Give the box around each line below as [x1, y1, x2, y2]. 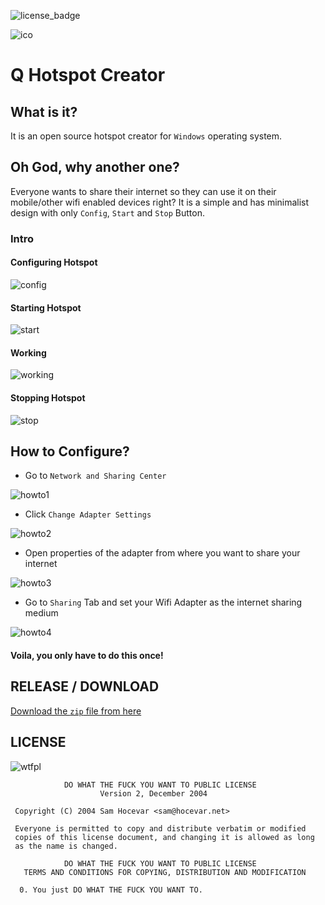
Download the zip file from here [10, 705, 142, 717]
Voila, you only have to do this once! [10, 649, 164, 661]
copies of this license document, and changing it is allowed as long [14, 832, 315, 842]
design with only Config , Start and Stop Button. [10, 206, 205, 219]
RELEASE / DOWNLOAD [10, 678, 160, 695]
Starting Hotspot [10, 301, 82, 314]
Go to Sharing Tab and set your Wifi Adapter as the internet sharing [24, 596, 303, 609]
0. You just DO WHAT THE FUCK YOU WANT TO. [19, 885, 203, 895]
